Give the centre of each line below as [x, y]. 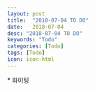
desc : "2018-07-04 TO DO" [45, 33]
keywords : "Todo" [32, 40]
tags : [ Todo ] [26, 53]
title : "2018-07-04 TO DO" [48, 20]
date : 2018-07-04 [36, 27]
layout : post [26, 14]
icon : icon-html [31, 59]
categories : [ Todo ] [36, 46]
